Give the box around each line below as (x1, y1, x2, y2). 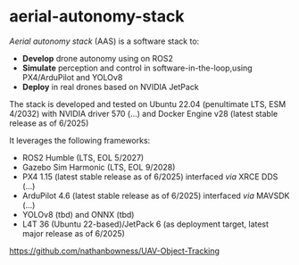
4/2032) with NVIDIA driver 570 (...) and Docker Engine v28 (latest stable (9, 108, 278, 119)
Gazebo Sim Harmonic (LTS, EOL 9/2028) (21, 161, 176, 172)
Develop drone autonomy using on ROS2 (21, 53, 174, 63)
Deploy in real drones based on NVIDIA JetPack (21, 81, 199, 92)
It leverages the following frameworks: (9, 135, 151, 145)
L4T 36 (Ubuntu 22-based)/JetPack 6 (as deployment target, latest (21, 219, 270, 229)
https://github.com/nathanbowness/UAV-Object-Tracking (9, 245, 220, 256)
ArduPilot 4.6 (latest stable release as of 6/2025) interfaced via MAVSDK (21, 190, 290, 201)
